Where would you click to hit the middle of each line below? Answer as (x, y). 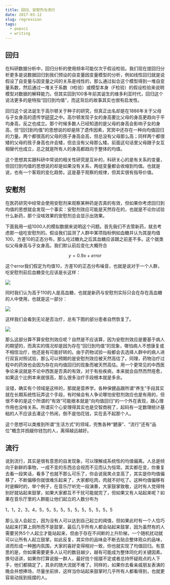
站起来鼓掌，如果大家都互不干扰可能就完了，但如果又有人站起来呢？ (89, 493)
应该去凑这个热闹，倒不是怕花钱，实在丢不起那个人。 (78, 413)
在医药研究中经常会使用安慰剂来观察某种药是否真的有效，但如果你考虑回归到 (85, 203)
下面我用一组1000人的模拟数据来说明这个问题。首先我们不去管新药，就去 (81, 226)
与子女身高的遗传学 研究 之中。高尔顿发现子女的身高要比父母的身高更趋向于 (83, 117)
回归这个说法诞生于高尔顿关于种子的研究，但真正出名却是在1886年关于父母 (83, 111)
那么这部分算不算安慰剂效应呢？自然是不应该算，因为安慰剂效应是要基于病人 (85, 339)
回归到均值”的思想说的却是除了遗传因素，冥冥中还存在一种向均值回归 (92, 130)
